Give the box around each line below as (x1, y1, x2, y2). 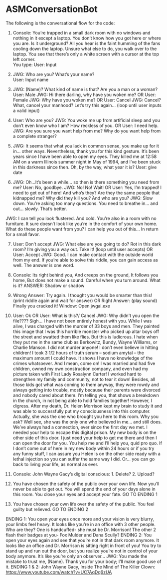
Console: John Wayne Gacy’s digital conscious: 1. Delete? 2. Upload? (12, 471, 155, 477)
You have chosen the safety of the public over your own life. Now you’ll (12, 480, 160, 486)
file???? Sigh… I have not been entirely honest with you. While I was (12, 317, 152, 323)
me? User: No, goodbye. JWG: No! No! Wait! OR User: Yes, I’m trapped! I (12, 184, 162, 190)
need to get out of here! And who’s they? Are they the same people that (12, 189, 160, 195)
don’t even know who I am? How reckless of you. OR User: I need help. (12, 122, 159, 128)
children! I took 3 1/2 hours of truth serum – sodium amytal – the (12, 349, 144, 355)
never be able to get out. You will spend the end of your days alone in (12, 486, 156, 492)
